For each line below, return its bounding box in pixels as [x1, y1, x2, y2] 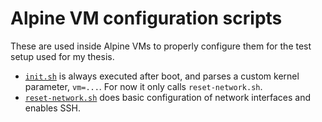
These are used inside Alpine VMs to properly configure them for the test [10, 40, 312, 52]
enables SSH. [24, 102, 81, 114]
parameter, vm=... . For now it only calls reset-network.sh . [24, 80, 263, 92]
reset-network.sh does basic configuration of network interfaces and [24, 91, 312, 103]
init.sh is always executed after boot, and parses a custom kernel [24, 70, 300, 82]
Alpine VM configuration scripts [10, 7, 283, 30]
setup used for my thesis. [10, 50, 115, 62]
